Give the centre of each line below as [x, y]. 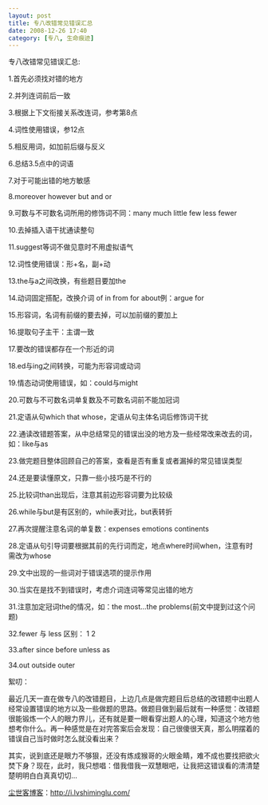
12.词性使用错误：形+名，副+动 [59, 264]
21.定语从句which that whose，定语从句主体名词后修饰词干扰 [108, 417]
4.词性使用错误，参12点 [47, 130]
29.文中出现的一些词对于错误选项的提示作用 [80, 573]
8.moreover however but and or [60, 197]
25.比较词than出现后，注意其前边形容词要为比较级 [91, 495]
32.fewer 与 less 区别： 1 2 [52, 634]
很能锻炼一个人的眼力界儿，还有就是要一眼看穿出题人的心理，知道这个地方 [130, 719]
